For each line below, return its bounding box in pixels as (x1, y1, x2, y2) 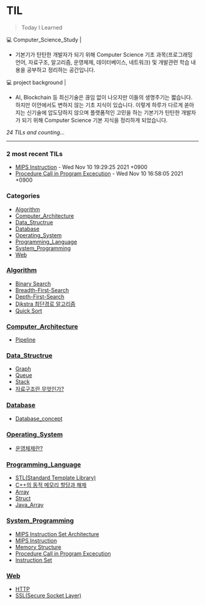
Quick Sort (15, 307, 43, 314)
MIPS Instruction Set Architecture (15, 530, 99, 537)
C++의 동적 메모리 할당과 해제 (15, 481, 87, 489)
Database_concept (15, 415, 63, 422)
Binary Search (15, 280, 51, 287)
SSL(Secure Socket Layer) (15, 592, 82, 599)
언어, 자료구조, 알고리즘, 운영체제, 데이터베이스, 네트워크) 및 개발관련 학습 (15, 59, 190, 66)
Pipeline (15, 336, 36, 343)
